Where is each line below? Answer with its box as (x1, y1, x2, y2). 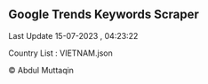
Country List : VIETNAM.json (8, 48, 113, 58)
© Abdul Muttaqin (8, 65, 75, 75)
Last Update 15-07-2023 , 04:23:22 (8, 30, 139, 41)
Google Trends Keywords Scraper (8, 7, 199, 22)
